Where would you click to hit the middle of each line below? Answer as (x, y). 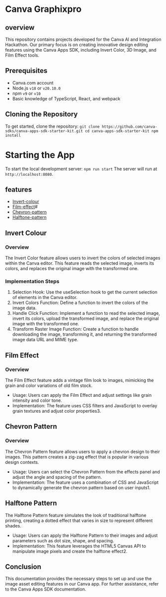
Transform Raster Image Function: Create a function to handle (75, 329)
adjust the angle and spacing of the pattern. (57, 477)
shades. (13, 525)
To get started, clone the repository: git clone (53, 126)
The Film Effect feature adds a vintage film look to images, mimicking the (80, 380)
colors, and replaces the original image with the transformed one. (72, 269)
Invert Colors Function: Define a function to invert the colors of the (80, 303)
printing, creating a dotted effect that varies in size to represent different (79, 521)
